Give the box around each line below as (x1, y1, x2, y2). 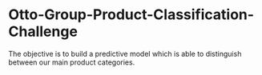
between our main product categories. (8, 57, 135, 67)
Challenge (8, 22, 79, 41)
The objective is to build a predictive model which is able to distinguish (8, 49, 242, 58)
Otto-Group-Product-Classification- (8, 6, 255, 24)
